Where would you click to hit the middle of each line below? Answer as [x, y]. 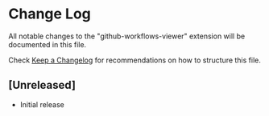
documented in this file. [48, 44]
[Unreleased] [42, 85]
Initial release [42, 104]
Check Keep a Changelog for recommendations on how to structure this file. [135, 60]
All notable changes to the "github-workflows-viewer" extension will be [127, 36]
